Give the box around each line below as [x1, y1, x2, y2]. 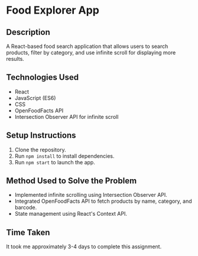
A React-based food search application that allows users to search [6, 43, 168, 50]
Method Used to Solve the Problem [6, 176, 137, 186]
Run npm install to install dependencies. [14, 152, 115, 160]
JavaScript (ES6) [14, 94, 56, 101]
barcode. [14, 204, 37, 211]
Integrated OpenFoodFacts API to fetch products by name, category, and [14, 197, 192, 205]
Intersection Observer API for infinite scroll [14, 113, 119, 120]
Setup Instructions [6, 131, 76, 141]
